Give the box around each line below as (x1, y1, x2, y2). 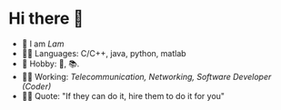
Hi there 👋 (8, 8, 84, 29)
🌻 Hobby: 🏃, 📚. (21, 58, 80, 69)
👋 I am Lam (21, 38, 65, 49)
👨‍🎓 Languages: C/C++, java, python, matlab (21, 47, 187, 58)
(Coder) (21, 81, 52, 92)
